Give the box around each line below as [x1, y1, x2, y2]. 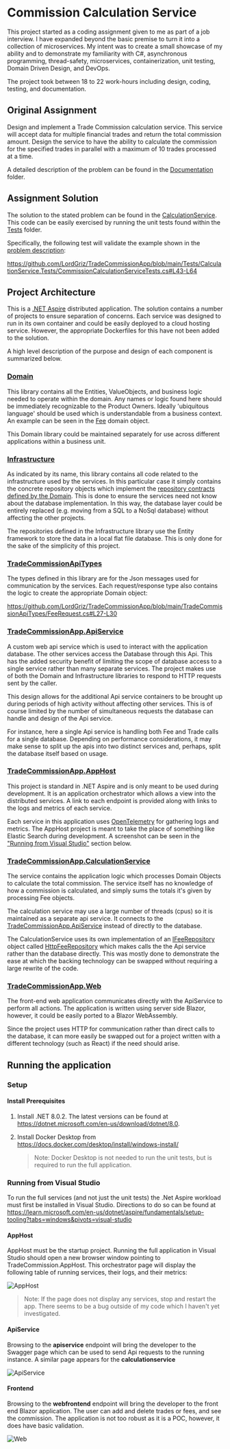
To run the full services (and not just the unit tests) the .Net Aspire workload [7, 1193, 221, 1202]
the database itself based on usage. [7, 749, 108, 757]
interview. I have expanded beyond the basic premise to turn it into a [7, 34, 201, 43]
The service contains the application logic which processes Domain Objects [7, 872, 221, 880]
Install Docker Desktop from [16, 1132, 97, 1141]
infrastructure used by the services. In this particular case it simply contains [7, 477, 221, 485]
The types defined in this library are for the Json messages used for [7, 574, 199, 583]
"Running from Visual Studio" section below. [7, 839, 132, 847]
